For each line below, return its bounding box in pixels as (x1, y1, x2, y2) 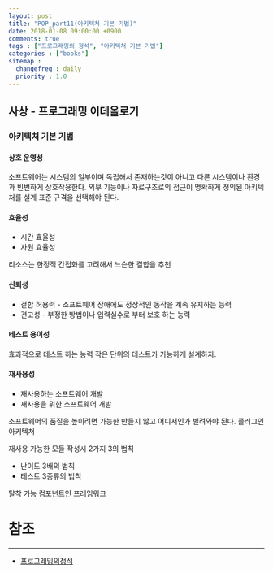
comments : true (8, 34, 60, 43)
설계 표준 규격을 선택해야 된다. (23, 193, 119, 202)
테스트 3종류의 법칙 (19, 471, 82, 480)
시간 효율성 (19, 232, 56, 242)
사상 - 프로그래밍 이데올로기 (8, 105, 140, 119)
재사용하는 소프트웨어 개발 (19, 389, 104, 398)
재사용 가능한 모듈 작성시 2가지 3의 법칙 (8, 444, 134, 454)
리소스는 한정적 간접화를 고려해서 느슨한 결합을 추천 (8, 259, 171, 269)
